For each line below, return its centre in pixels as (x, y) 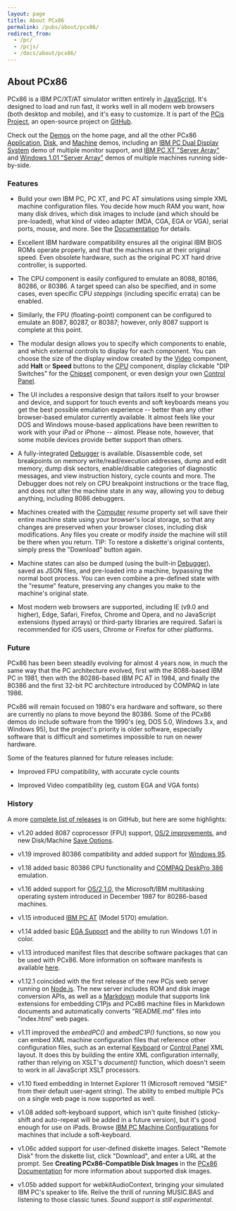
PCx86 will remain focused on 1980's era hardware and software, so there (115, 707)
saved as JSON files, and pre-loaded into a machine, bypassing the (115, 571)
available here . (39, 967)
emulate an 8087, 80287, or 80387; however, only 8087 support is (113, 322)
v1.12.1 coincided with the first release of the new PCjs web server (113, 981)
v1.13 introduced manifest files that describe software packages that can (122, 952)
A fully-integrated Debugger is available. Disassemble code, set (110, 453)
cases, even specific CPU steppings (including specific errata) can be (119, 293)
